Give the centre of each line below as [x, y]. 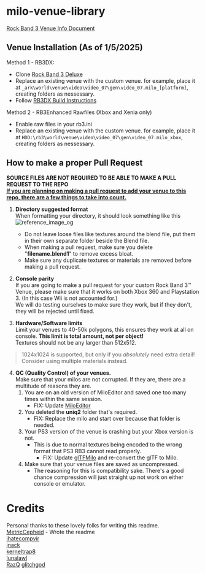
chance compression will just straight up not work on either [109, 477]
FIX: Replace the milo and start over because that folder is [107, 418]
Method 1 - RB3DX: [30, 62]
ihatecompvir [23, 538]
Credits [25, 508]
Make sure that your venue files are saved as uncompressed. [102, 464]
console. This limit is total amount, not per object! [79, 336]
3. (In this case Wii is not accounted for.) [66, 298]
